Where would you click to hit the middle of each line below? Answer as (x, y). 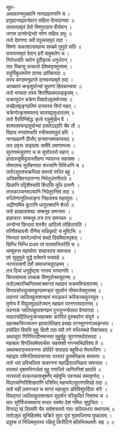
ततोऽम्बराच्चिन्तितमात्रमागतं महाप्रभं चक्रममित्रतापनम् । (54, 284)
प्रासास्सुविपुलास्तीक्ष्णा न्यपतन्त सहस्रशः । (43, 159)
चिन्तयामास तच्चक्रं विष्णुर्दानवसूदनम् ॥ (41, 277)
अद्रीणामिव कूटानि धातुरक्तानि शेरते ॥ (40, 205)
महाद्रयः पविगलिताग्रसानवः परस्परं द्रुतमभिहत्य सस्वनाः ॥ (56, 356)
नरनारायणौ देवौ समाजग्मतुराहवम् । (37, 264)
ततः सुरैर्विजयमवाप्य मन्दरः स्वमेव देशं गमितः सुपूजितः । (55, 402)
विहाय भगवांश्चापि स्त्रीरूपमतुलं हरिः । (40, 132)
